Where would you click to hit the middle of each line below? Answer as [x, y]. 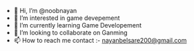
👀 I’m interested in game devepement [67, 18]
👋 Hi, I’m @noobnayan [45, 11]
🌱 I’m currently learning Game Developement [78, 25]
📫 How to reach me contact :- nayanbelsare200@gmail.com [100, 40]
